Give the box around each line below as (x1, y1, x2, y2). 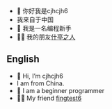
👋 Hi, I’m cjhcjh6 (16, 72, 64, 80)
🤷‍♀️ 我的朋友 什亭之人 (16, 33, 76, 41)
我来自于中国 (16, 15, 54, 24)
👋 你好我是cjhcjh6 (16, 7, 68, 15)
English (6, 53, 40, 65)
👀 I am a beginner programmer (16, 86, 105, 94)
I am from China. (16, 79, 65, 87)
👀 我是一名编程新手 (16, 24, 72, 32)
